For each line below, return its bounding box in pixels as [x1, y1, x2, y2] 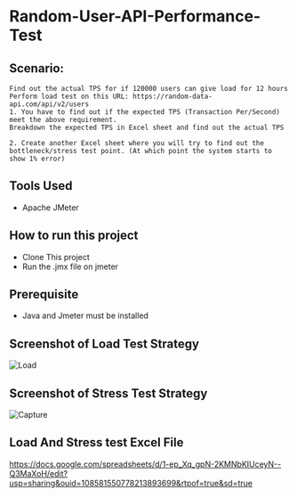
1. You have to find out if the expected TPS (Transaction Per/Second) [9, 108, 280, 117]
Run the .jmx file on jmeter [21, 261, 118, 272]
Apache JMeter [21, 202, 80, 213]
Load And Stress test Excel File [9, 435, 184, 451]
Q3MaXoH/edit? [9, 468, 68, 478]
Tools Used [9, 178, 73, 193]
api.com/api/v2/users [9, 100, 90, 109]
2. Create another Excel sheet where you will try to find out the [9, 139, 265, 148]
